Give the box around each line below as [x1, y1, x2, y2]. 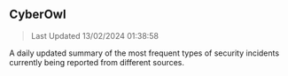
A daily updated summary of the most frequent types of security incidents [9, 48, 280, 58]
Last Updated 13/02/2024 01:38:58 [30, 30, 160, 41]
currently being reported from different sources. [9, 57, 184, 67]
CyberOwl [9, 7, 66, 22]
